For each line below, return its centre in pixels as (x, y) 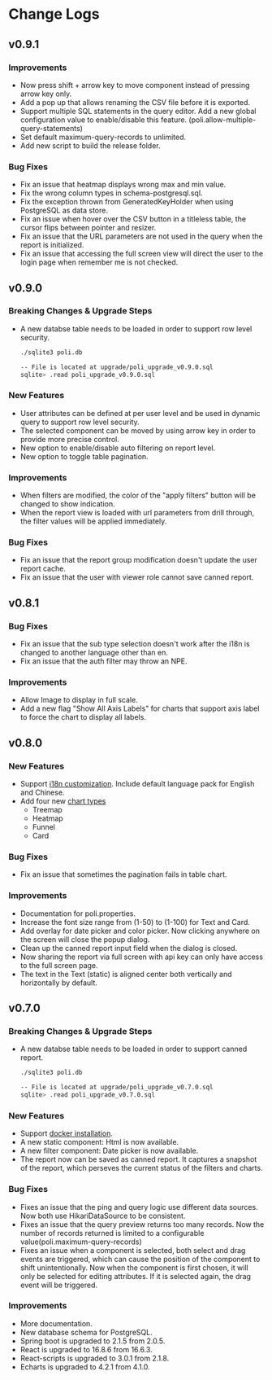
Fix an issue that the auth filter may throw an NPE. (104, 661)
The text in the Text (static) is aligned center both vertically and (126, 974)
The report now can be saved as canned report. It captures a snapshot (138, 1159)
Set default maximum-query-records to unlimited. (103, 137)
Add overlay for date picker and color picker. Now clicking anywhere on (140, 931)
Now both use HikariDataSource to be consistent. (103, 1216)
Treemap (47, 810)
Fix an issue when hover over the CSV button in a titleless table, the (133, 219)
